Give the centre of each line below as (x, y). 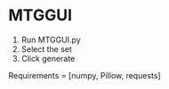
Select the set (47, 48)
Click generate (48, 58)
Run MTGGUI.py (51, 40)
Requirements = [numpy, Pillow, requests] (84, 75)
